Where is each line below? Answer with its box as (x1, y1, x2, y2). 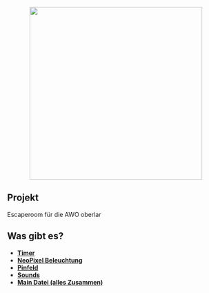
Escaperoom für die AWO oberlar (7, 210, 101, 218)
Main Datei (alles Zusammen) (17, 278, 103, 286)
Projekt (7, 192, 39, 204)
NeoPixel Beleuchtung (17, 256, 83, 264)
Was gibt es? (7, 230, 64, 242)
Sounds (17, 270, 40, 279)
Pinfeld (17, 263, 39, 272)
